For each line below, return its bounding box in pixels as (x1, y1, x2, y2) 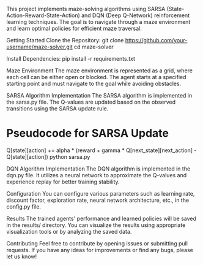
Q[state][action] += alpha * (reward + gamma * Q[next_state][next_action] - (6, 147, 197, 154)
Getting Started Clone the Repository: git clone (6, 37, 124, 44)
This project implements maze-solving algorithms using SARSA (6, 6, 166, 12)
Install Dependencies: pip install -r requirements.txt (6, 55, 136, 62)
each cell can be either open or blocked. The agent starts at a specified (6, 74, 186, 80)
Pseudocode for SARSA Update (6, 126, 169, 140)
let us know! (6, 253, 37, 260)
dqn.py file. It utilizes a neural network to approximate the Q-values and (6, 171, 187, 179)
